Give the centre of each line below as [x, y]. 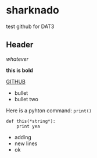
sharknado [33, 10]
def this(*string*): [31, 121]
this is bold [19, 70]
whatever [17, 59]
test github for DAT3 [30, 26]
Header [20, 45]
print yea [28, 126]
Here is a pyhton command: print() [49, 110]
